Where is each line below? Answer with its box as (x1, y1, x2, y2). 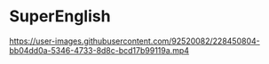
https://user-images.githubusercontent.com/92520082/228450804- (9, 36, 260, 46)
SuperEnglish (9, 6, 111, 27)
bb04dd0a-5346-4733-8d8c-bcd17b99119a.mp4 (9, 44, 189, 55)
